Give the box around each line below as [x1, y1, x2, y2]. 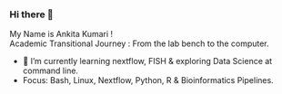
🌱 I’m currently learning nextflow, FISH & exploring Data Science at [22, 56, 273, 67]
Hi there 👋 [9, 8, 55, 21]
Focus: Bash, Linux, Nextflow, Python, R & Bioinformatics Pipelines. [22, 75, 275, 86]
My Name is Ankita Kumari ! [9, 29, 114, 40]
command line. [22, 65, 79, 76]
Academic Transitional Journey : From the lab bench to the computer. [9, 38, 270, 49]
